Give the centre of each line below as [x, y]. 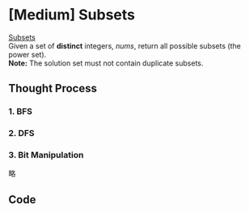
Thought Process [53, 89]
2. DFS [21, 134]
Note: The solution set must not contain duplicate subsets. [106, 63]
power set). [27, 54]
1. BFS [21, 112]
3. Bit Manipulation [46, 155]
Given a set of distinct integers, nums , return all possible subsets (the [124, 45]
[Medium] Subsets [72, 15]
